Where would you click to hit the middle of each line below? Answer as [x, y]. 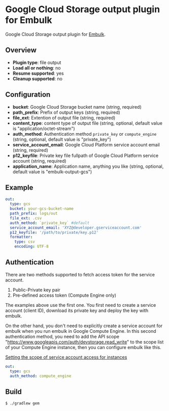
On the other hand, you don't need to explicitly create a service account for [84, 326]
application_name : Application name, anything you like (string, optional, [88, 166]
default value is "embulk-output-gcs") [52, 172]
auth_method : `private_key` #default [50, 223]
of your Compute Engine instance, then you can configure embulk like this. [83, 347]
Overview [21, 50]
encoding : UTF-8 [32, 247]
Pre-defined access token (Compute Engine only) [64, 295]
